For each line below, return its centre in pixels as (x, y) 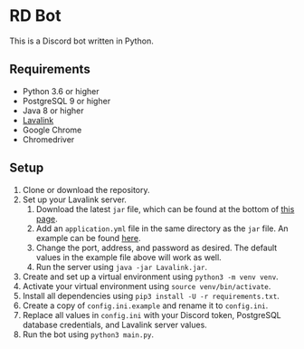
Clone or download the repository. (86, 189)
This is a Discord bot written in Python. (81, 41)
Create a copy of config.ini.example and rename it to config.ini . (145, 305)
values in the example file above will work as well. (128, 257)
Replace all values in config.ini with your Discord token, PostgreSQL (152, 315)
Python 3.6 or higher (61, 91)
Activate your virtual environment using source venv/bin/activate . (147, 286)
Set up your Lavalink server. (74, 199)
